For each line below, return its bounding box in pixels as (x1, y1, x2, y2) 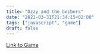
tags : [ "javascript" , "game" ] (6, 20, 82, 26)
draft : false (6, 25, 39, 31)
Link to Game (6, 42, 39, 49)
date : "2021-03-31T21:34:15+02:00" (6, 14, 95, 20)
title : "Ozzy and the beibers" (6, 8, 84, 15)
